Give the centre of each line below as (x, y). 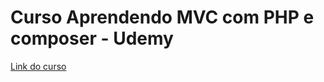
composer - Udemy (92, 38)
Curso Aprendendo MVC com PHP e (162, 17)
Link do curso (38, 66)
